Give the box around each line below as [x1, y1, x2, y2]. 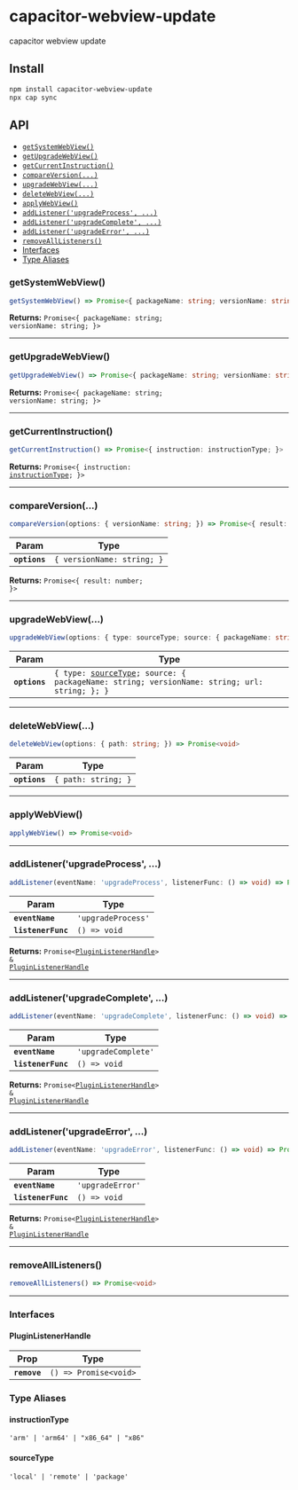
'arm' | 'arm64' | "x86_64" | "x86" [9, 1434, 145, 1443]
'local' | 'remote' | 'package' [9, 1472, 129, 1481]
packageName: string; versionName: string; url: [54, 677, 263, 687]
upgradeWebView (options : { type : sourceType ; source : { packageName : [9, 633, 272, 642]
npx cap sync [9, 93, 58, 102]
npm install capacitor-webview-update [9, 84, 153, 94]
